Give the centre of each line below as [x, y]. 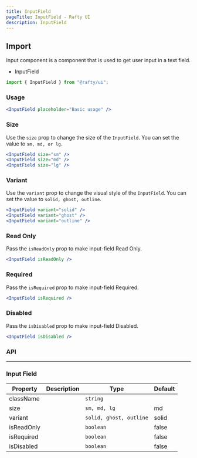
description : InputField [36, 22]
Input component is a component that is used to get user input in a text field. [98, 60]
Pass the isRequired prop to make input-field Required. [72, 287]
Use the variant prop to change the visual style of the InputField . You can [96, 193]
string [94, 399]
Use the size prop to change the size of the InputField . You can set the [93, 137]
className [24, 399]
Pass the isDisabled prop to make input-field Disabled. [72, 325]
